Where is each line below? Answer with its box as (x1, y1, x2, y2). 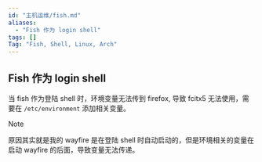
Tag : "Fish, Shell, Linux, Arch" (8, 41, 118, 49)
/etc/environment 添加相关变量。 (23, 103, 131, 113)
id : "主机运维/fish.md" (8, 11, 81, 20)
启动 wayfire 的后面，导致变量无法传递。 (8, 145, 140, 154)
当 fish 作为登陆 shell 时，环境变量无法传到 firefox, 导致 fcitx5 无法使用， (8, 93, 243, 103)
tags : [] (8, 33, 37, 41)
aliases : (8, 19, 37, 27)
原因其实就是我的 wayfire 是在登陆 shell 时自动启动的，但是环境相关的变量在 (8, 135, 255, 145)
